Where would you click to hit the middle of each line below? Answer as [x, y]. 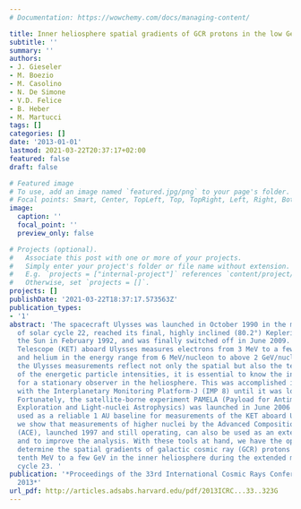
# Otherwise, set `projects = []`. [80, 283]
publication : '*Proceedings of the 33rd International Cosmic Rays [138, 474]
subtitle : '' [34, 42]
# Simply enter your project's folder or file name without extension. [150, 266]
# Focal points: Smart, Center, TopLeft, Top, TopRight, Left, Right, [144, 200]
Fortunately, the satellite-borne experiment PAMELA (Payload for [144, 400]
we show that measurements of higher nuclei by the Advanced [134, 425]
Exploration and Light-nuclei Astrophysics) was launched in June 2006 [154, 408]
